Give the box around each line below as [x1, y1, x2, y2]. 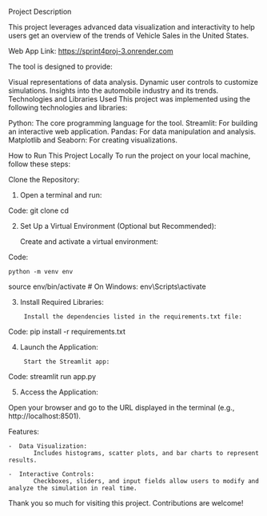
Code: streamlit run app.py [8, 372, 97, 381]
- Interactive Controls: [8, 470, 94, 478]
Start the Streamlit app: [23, 358, 110, 366]
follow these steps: [8, 159, 70, 169]
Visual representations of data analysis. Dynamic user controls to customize [8, 78, 258, 86]
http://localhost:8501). [8, 411, 82, 421]
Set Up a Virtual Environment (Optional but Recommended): [19, 222, 217, 230]
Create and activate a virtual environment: [19, 237, 158, 246]
